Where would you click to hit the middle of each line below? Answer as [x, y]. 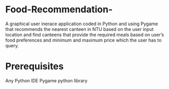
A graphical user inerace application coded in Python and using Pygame [82, 24]
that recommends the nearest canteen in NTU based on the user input [80, 29]
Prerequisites [35, 67]
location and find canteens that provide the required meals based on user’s [85, 34]
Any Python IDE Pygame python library [46, 80]
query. [12, 45]
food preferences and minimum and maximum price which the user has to [83, 40]
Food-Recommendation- [59, 10]
